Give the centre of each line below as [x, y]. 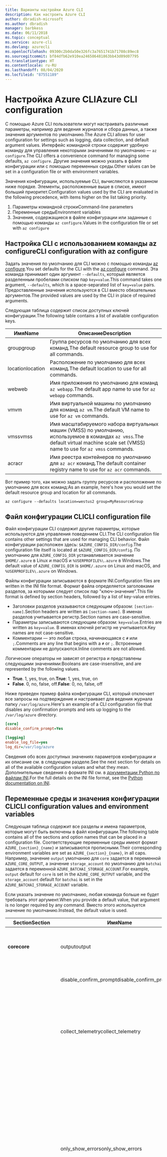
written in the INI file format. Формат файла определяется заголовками [80, 586]
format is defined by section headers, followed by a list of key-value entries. [83, 597]
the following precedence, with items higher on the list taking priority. [76, 197]
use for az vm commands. [79, 416]
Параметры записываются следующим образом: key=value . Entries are [87, 622]
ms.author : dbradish [27, 24]
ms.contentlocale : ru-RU [31, 65]
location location [26, 368]
